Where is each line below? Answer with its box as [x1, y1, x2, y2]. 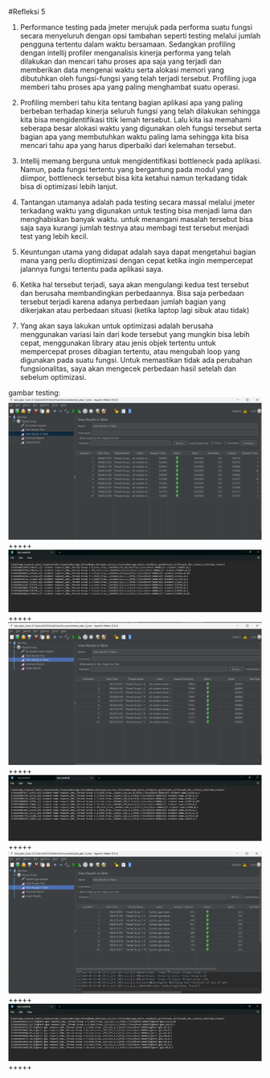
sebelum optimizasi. [19, 372, 87, 381]
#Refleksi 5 [8, 7, 46, 16]
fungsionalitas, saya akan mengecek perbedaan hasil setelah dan [19, 364, 237, 373]
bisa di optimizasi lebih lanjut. [19, 182, 118, 191]
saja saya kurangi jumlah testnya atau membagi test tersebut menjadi [19, 223, 249, 232]
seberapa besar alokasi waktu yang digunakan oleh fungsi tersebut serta [19, 124, 262, 133]
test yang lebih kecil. [19, 232, 88, 241]
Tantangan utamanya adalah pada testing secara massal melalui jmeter [19, 197, 256, 207]
